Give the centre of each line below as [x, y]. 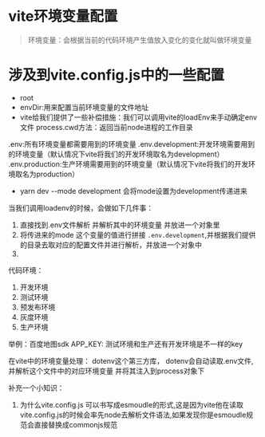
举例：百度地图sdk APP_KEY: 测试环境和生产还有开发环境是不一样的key [126, 344]
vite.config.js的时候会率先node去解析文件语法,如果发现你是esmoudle [133, 415]
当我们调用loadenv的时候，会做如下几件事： [81, 207]
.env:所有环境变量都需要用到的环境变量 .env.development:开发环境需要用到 [132, 144]
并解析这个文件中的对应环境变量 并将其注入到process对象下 [107, 371]
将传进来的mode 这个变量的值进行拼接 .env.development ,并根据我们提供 [138, 234]
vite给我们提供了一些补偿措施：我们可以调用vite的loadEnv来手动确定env [138, 117]
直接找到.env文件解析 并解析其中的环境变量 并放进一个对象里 [120, 225]
